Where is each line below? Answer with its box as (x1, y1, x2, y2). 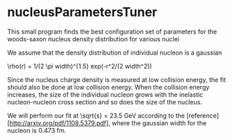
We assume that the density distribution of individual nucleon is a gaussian (7, 48, 222, 57)
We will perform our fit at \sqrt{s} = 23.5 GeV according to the (7, 111, 186, 120)
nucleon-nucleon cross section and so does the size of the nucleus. (7, 97, 202, 106)
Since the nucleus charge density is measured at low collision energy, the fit (7, 75, 227, 84)
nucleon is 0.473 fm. (7, 126, 66, 134)
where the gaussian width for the (111, 118, 207, 127)
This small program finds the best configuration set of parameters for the (7, 27, 218, 36)
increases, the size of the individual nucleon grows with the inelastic (7, 90, 204, 99)
